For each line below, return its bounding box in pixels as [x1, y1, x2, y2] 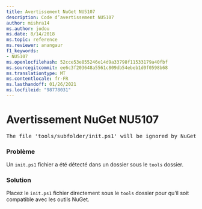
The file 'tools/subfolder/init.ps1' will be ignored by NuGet [6, 133, 197, 139]
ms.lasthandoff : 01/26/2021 [6, 82, 77, 88]
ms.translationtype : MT [6, 70, 66, 76]
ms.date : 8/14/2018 [6, 31, 55, 37]
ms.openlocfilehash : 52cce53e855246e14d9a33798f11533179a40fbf [6, 59, 168, 65]
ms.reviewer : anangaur [6, 43, 63, 49]
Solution [6, 176, 32, 184]
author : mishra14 [6, 20, 50, 26]
